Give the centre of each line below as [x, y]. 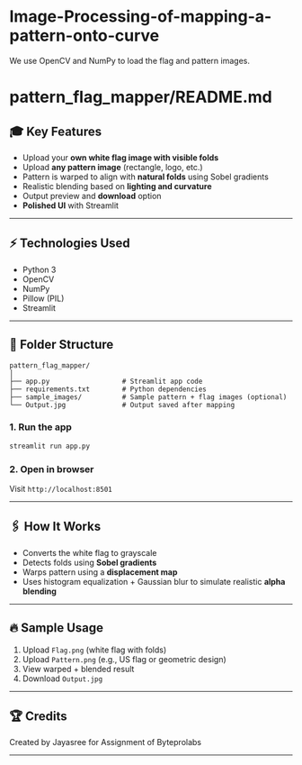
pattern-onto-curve [84, 36]
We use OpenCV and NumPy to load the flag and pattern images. [129, 60]
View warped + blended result [78, 669]
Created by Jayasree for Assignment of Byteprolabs [106, 742]
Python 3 [39, 269]
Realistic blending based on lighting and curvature [117, 186]
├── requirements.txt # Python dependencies [108, 389]
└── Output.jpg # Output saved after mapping [122, 405]
